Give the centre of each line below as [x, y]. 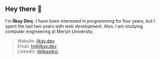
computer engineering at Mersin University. [50, 31]
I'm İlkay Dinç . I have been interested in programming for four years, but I [80, 21]
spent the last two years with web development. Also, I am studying [74, 26]
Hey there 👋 [24, 9]
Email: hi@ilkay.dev [37, 46]
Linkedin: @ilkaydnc [38, 51]
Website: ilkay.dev [36, 41]
